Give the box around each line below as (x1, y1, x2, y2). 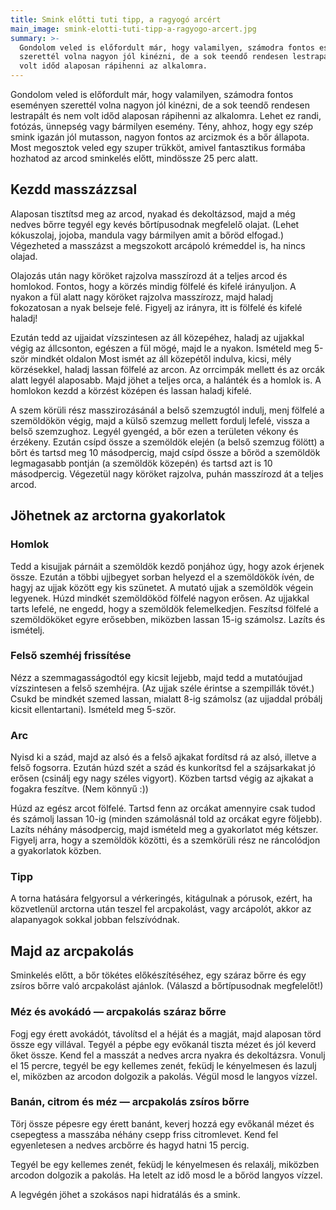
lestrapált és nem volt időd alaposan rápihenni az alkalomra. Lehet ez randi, (10, 110, 322, 121)
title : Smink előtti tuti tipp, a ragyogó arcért (10, 14, 222, 25)
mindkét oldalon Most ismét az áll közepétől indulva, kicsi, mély (30, 352, 292, 365)
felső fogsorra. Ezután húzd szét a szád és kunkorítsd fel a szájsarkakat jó (10, 762, 316, 774)
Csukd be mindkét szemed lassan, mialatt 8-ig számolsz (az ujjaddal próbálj (10, 692, 323, 705)
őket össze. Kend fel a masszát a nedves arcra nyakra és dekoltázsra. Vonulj (10, 1049, 326, 1061)
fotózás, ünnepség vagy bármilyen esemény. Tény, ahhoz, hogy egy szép (10, 121, 313, 132)
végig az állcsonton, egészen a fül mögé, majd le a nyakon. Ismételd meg (10, 342, 312, 354)
